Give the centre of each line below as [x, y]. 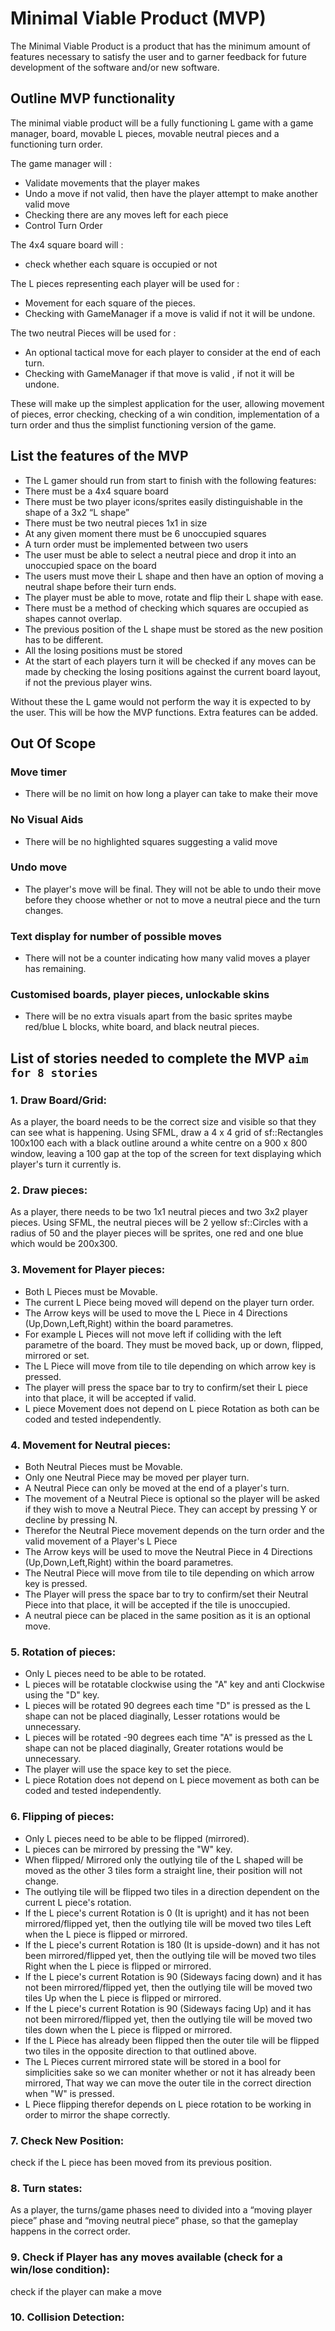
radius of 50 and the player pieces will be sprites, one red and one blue [157, 1233]
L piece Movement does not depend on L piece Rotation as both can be [172, 1408]
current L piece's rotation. [78, 1902]
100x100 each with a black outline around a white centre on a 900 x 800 [159, 1143]
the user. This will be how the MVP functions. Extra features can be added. [164, 712]
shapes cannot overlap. [73, 618]
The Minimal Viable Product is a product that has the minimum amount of [161, 46]
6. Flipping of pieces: [62, 1817]
